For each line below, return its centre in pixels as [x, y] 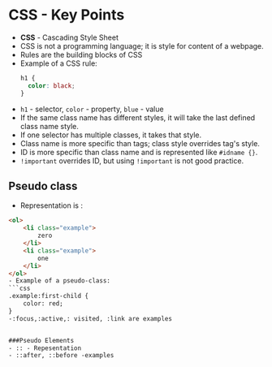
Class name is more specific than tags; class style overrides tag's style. [140, 143]
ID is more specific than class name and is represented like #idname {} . [139, 152]
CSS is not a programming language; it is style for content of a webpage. [142, 45]
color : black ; [52, 86]
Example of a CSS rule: [58, 63]
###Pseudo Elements [41, 340]
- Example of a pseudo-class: [60, 281]
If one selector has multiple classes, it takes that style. [111, 135]
